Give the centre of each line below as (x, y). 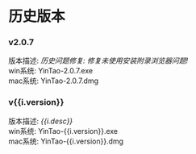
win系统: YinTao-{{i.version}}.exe (63, 131)
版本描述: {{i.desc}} (41, 121)
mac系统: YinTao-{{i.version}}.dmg (66, 141)
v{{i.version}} (36, 102)
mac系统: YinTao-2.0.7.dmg (54, 81)
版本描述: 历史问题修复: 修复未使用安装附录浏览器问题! (98, 60)
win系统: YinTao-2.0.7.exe (51, 71)
